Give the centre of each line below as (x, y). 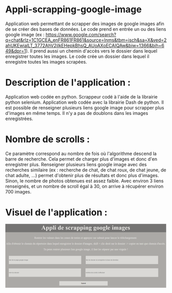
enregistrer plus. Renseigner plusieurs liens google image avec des (76, 164)
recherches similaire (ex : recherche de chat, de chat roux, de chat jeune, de (86, 170)
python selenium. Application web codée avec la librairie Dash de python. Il (84, 102)
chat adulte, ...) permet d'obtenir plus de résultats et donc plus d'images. (82, 175)
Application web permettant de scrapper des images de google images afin (85, 24)
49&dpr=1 (16, 51)
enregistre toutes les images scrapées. (46, 62)
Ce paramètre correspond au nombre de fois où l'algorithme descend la (81, 153)
